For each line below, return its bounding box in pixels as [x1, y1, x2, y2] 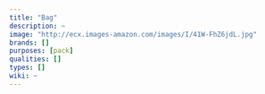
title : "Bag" [9, 13, 58, 22]
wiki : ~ [9, 72, 38, 81]
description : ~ [9, 21, 66, 30]
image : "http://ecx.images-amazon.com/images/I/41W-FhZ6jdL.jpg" [9, 30, 257, 38]
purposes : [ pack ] [9, 47, 74, 56]
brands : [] [9, 38, 50, 47]
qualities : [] [9, 55, 62, 64]
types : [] [9, 64, 46, 73]
